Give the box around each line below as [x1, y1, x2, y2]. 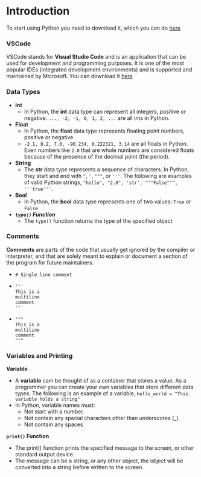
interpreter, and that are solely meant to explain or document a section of [6, 252, 188, 260]
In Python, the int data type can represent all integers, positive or [24, 108, 186, 115]
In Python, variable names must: [14, 401, 95, 409]
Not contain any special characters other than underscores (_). [24, 415, 180, 422]
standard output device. [14, 451, 75, 458]
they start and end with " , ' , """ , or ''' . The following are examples [24, 172, 192, 179]
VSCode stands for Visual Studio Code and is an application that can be [6, 53, 186, 61]
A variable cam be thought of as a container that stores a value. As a [14, 377, 187, 384]
